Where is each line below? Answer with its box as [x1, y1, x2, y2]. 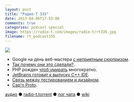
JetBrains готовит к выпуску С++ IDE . [12, 72, 90, 77]
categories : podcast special [5, 25, 64, 30]
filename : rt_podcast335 [5, 34, 55, 39]
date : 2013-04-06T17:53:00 [5, 16, 60, 21]
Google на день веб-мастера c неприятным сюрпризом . [12, 56, 130, 62]
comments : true [5, 20, 36, 26]
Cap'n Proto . [12, 82, 37, 87]
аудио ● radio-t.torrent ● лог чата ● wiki [5, 91, 90, 97]
